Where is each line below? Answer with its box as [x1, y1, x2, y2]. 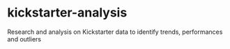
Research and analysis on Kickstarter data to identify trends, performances [7, 28, 223, 36]
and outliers [7, 35, 42, 43]
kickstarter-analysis [7, 5, 128, 21]
